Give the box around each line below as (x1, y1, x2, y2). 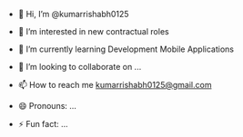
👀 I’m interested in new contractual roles (17, 26, 170, 36)
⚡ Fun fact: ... (17, 119, 68, 129)
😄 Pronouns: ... (17, 101, 77, 111)
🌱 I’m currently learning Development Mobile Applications (17, 44, 235, 54)
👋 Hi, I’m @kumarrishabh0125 (17, 9, 129, 19)
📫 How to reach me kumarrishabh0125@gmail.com (17, 80, 212, 90)
